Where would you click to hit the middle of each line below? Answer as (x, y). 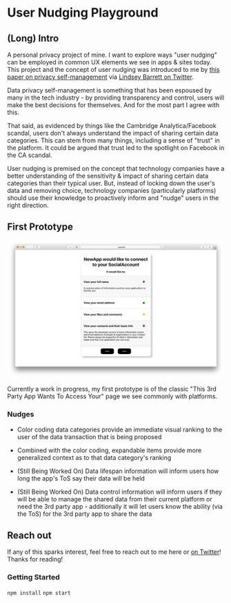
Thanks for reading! (35, 559)
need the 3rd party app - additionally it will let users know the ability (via (120, 506)
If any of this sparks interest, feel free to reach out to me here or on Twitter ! (114, 552)
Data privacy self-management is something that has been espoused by (110, 90)
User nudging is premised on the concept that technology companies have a (116, 168)
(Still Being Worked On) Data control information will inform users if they (120, 492)
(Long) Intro (33, 38)
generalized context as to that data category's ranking (94, 457)
